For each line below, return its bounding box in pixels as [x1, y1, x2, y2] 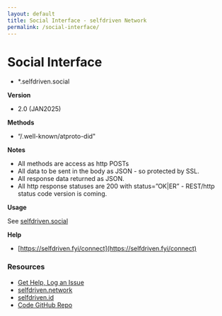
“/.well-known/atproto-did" [17, 132, 96, 141]
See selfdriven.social [7, 217, 69, 226]
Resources [7, 262, 45, 272]
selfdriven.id [17, 293, 54, 301]
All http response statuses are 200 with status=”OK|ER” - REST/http [17, 182, 216, 191]
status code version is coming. [17, 189, 107, 198]
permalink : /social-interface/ [7, 23, 100, 30]
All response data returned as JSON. [17, 175, 125, 183]
